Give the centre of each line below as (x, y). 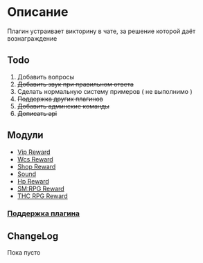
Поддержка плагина (44, 213)
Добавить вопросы (46, 77)
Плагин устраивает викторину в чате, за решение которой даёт (101, 31)
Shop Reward (36, 166)
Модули (25, 135)
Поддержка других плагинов (60, 99)
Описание (38, 12)
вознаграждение (32, 38)
